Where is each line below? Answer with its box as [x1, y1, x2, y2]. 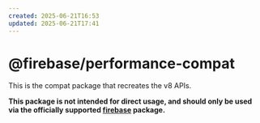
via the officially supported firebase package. [8, 105, 166, 115]
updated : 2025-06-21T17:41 [8, 19, 100, 28]
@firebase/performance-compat [8, 54, 235, 73]
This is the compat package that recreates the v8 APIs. [8, 81, 192, 91]
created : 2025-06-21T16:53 [8, 11, 100, 20]
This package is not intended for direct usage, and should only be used [8, 96, 253, 106]
